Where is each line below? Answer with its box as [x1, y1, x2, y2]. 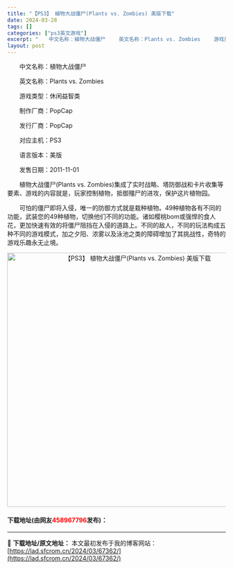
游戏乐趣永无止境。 [7, 239, 62, 246]
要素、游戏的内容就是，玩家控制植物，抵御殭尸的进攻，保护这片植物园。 [7, 189, 214, 197]
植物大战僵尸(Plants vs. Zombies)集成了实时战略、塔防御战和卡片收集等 [19, 180, 224, 188]
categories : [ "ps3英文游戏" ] [7, 29, 87, 37]
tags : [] [7, 23, 33, 30]
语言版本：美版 [19, 151, 62, 159]
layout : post [7, 42, 45, 49]
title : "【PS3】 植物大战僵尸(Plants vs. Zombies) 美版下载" [7, 10, 175, 17]
